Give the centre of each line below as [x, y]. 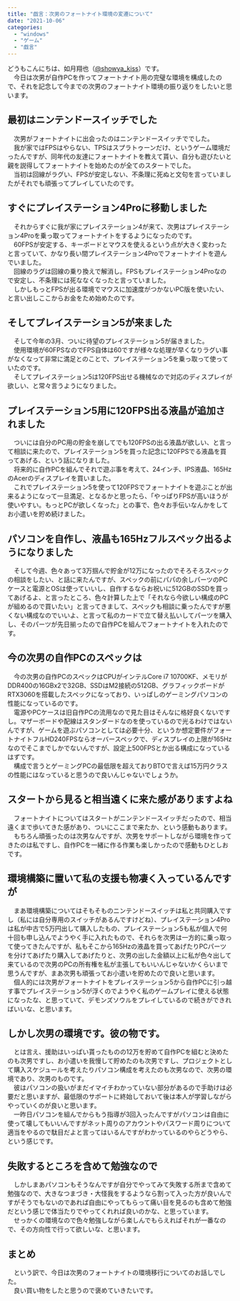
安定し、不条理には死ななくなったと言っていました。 [91, 280]
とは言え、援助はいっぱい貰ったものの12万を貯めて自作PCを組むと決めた [121, 1052]
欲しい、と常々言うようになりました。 [64, 386]
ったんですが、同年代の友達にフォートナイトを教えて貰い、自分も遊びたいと [120, 156]
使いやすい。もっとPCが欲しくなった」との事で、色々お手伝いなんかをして [118, 505]
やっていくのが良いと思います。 [54, 1106]
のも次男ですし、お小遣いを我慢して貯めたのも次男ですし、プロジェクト [114, 1061]
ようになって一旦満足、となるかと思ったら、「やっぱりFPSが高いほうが [124, 496]
